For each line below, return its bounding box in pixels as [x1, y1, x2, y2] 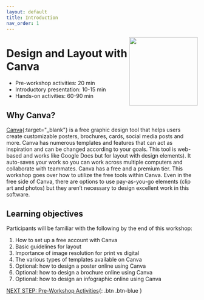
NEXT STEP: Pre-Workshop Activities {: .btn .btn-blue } [6, 287, 143, 294]
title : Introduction [6, 15, 59, 21]
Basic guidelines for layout [15, 243, 82, 250]
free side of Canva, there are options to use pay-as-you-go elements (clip [6, 178, 191, 186]
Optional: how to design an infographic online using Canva [15, 275, 162, 282]
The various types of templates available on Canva [15, 256, 143, 263]
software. [6, 191, 30, 198]
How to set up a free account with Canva [15, 236, 118, 243]
